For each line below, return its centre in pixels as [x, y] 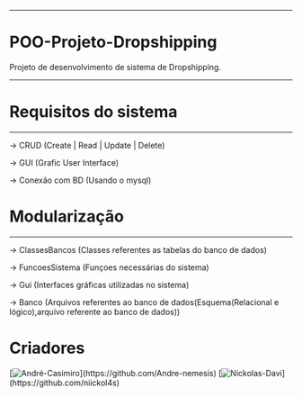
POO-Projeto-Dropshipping [113, 42]
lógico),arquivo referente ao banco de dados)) [95, 311]
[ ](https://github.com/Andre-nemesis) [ [115, 373]
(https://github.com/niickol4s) [64, 383]
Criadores [47, 348]
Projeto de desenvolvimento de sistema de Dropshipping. [115, 67]
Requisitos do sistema [93, 112]
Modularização [67, 217]
